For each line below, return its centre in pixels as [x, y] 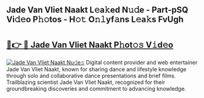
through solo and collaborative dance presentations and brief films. [91, 76]
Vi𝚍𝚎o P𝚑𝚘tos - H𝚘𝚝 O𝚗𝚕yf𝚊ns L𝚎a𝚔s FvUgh [95, 20]
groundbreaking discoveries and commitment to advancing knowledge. [96, 89]
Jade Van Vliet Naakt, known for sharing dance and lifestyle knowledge [96, 69]
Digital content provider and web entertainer [142, 62]
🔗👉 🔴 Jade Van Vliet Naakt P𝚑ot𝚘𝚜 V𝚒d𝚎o [90, 45]
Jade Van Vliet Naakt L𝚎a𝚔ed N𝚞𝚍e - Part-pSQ [97, 10]
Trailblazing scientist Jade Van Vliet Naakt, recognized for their [86, 82]
